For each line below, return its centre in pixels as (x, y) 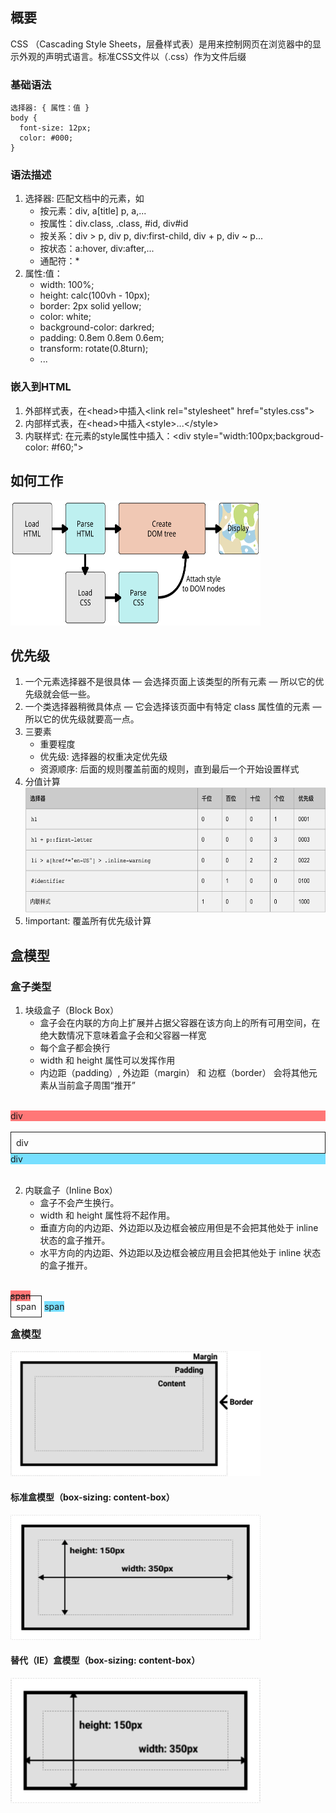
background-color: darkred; (97, 327)
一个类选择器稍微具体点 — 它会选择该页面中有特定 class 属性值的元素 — (173, 707)
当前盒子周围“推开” (96, 1085)
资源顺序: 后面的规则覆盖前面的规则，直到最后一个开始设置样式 (169, 769)
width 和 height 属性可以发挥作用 (107, 1060)
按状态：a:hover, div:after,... (97, 249)
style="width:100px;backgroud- (259, 435)
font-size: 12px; (55, 128)
